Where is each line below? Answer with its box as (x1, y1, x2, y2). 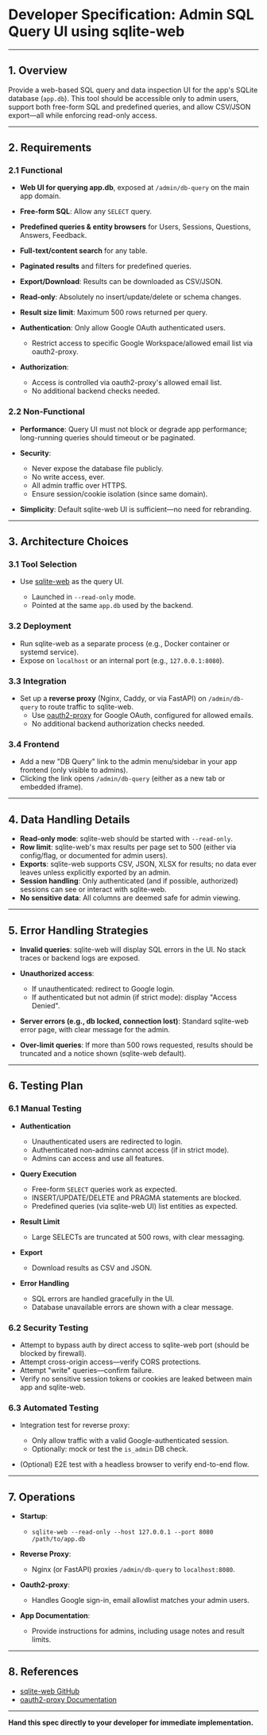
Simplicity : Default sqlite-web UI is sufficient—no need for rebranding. (19, 504, 252, 514)
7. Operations (8, 1490, 75, 1503)
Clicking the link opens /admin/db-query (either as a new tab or (19, 774, 226, 783)
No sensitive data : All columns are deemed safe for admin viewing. (19, 893, 241, 903)
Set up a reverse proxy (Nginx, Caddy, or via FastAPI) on (19, 694, 207, 704)
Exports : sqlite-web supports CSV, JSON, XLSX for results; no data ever (19, 860, 257, 869)
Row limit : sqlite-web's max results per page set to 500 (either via (19, 842, 237, 852)
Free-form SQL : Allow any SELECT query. (19, 207, 153, 216)
